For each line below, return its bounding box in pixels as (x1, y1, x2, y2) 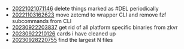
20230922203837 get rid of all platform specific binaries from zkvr (11, 24, 178, 31)
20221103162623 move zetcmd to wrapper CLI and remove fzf (11, 11, 167, 18)
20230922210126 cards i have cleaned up (11, 30, 116, 37)
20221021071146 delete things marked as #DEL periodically (11, 5, 159, 12)
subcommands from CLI (11, 18, 72, 24)
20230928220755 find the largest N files (11, 37, 113, 43)
